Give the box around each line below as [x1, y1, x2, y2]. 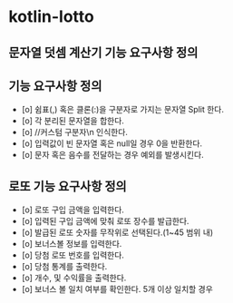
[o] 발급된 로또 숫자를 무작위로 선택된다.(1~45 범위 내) [21, 227, 214, 238]
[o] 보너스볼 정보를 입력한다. [21, 239, 122, 249]
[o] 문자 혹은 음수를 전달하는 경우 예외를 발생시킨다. [21, 150, 205, 161]
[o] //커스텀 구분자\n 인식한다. [21, 127, 129, 138]
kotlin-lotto [8, 6, 94, 27]
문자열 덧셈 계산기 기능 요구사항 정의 [8, 44, 199, 60]
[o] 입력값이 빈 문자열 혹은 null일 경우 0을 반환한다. [21, 138, 203, 149]
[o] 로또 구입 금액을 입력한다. [21, 204, 124, 215]
